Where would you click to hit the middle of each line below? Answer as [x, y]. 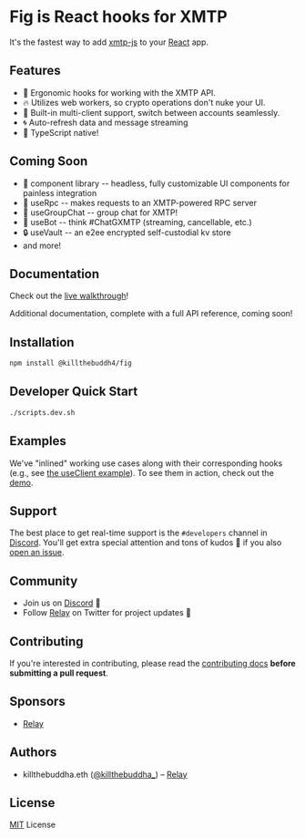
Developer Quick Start [74, 392]
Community [44, 581]
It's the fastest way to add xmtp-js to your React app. [109, 42]
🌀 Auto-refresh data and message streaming [105, 122]
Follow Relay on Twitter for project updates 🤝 [107, 613]
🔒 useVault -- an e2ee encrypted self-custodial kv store [127, 232]
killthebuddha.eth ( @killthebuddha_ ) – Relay [105, 774]
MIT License [33, 825]
